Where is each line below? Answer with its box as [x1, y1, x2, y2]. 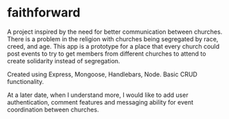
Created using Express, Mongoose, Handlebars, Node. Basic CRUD [7, 70, 198, 78]
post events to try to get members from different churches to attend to [7, 50, 206, 58]
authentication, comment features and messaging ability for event [7, 98, 194, 106]
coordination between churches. [7, 105, 100, 113]
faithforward [7, 5, 80, 21]
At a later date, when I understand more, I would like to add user [7, 91, 189, 99]
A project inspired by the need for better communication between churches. [7, 28, 223, 36]
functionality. [7, 77, 45, 85]
